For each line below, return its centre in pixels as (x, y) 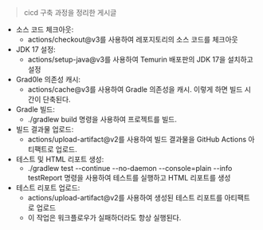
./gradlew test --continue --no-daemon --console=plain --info (130, 168)
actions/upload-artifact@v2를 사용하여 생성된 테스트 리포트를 (125, 198)
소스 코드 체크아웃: (45, 30)
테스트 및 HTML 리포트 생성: (60, 159)
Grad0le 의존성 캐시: (48, 79)
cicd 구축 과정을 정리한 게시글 (70, 12)
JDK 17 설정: (35, 50)
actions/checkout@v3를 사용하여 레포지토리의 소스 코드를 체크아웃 (133, 40)
